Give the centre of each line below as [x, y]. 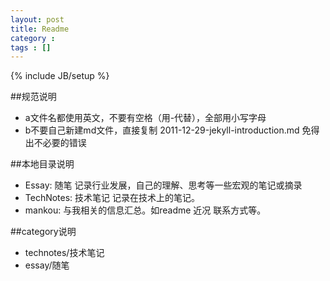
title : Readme [40, 29]
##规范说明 [33, 97]
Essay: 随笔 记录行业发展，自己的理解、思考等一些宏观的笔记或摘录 [163, 185]
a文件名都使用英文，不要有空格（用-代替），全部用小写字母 [145, 118]
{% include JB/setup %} [60, 76]
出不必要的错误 [55, 143]
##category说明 [43, 232]
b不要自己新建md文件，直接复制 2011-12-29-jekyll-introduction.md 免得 [172, 130]
